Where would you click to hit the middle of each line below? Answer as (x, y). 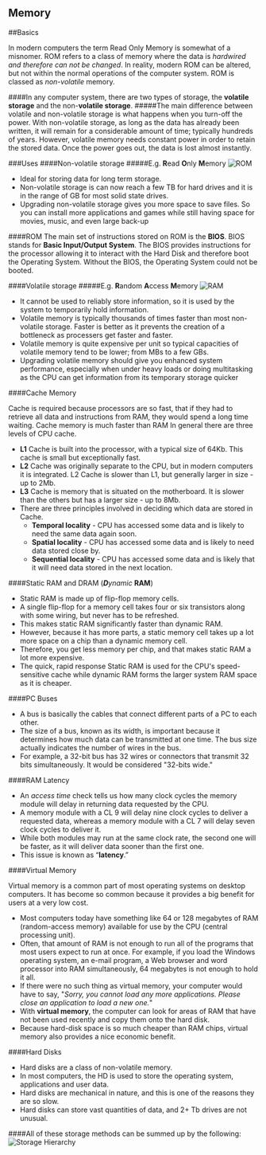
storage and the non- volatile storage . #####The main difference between (131, 105)
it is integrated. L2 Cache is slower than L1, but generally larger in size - (137, 474)
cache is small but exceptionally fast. (80, 457)
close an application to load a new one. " (86, 1002)
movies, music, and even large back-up (84, 221)
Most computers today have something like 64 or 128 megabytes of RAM (139, 918)
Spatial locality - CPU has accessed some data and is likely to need (143, 542)
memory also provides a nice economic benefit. (98, 1036)
